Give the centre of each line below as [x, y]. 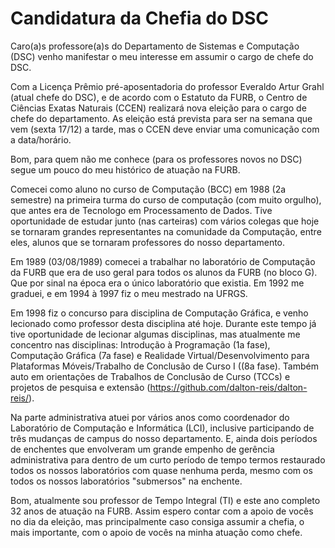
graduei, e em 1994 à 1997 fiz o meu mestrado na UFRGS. [129, 293]
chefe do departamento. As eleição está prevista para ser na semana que [161, 118]
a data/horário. [41, 139]
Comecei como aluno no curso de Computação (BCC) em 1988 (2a [148, 189]
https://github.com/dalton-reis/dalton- [228, 387]
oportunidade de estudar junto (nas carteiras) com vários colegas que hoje [165, 221]
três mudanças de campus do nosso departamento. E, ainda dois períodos [164, 438]
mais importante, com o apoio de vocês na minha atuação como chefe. [156, 532]
